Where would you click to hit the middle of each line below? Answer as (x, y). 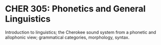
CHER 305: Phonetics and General (75, 9)
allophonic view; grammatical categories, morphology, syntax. (67, 37)
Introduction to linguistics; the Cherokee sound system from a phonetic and (81, 32)
